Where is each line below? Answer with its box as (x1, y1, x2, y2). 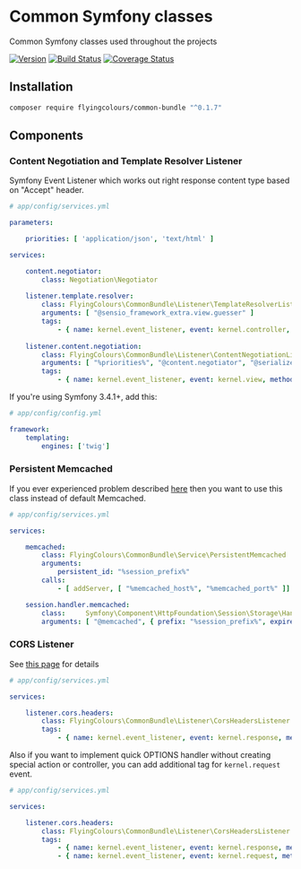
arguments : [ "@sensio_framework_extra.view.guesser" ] (41, 308, 254, 317)
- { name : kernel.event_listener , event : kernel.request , (56, 852, 279, 861)
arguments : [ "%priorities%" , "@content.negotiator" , (41, 359, 246, 368)
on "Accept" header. (9, 185, 85, 196)
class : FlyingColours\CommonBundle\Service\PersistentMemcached (41, 551, 287, 560)
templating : (25, 433, 70, 442)
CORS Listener (9, 639, 74, 651)
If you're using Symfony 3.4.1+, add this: (9, 392, 158, 403)
